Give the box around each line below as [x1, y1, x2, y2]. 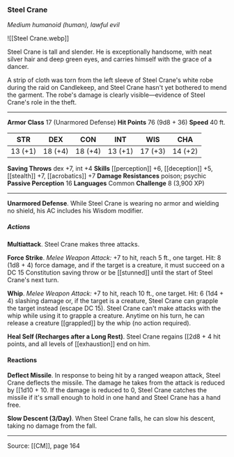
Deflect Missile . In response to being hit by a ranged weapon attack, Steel [7, 371, 221, 380]
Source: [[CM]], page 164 [7, 442, 80, 450]
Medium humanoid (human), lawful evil [7, 21, 120, 29]
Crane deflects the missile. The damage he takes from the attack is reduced [7, 378, 225, 387]
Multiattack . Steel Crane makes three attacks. [7, 240, 140, 249]
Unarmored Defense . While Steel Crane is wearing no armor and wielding [7, 199, 219, 208]
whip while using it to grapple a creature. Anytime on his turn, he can [7, 311, 205, 320]
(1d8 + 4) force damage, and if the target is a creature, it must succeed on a [7, 261, 225, 270]
